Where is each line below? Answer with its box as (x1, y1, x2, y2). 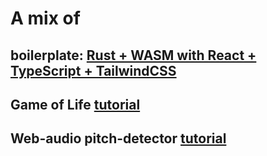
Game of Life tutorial (10, 96, 141, 113)
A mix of (10, 7, 81, 30)
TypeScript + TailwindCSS (10, 62, 177, 79)
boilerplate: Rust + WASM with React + (10, 47, 257, 64)
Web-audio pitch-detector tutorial (10, 130, 227, 147)
